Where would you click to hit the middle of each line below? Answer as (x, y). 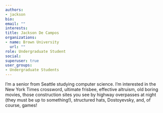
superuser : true (22, 61)
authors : (14, 10)
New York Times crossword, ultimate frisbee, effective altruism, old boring (82, 89)
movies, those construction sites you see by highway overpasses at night (81, 95)
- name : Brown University (32, 42)
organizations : (21, 38)
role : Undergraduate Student (35, 51)
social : (13, 56)
